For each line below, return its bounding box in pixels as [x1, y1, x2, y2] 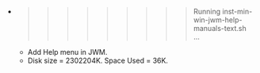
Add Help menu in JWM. [27, 48, 108, 56]
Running [193, 7, 221, 16]
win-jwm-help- [193, 15, 243, 25]
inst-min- [221, 7, 253, 16]
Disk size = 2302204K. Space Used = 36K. [27, 56, 169, 65]
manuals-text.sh [193, 24, 247, 33]
